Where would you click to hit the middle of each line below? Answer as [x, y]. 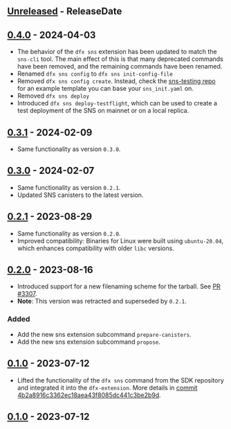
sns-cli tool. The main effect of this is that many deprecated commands [120, 59]
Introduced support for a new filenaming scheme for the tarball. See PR [119, 286]
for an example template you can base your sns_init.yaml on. [105, 89]
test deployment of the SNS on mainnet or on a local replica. [103, 111]
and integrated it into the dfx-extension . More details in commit [107, 387]
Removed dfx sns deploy [53, 96]
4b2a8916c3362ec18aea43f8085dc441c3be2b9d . [89, 395]
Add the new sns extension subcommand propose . [89, 342]
